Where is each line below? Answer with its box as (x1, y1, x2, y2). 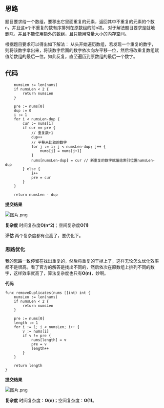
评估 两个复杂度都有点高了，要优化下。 (5, 232, 83, 238)
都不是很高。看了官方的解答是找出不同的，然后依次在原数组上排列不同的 (5, 264, 150, 270)
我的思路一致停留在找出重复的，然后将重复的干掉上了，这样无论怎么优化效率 (5, 258, 159, 264)
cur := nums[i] (22, 121, 54, 126)
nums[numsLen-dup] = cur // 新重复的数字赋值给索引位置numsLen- (31, 158, 155, 163)
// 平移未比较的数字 (31, 140, 67, 145)
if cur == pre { (22, 125, 56, 130)
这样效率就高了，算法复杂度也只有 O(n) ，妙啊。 (13, 270, 109, 276)
